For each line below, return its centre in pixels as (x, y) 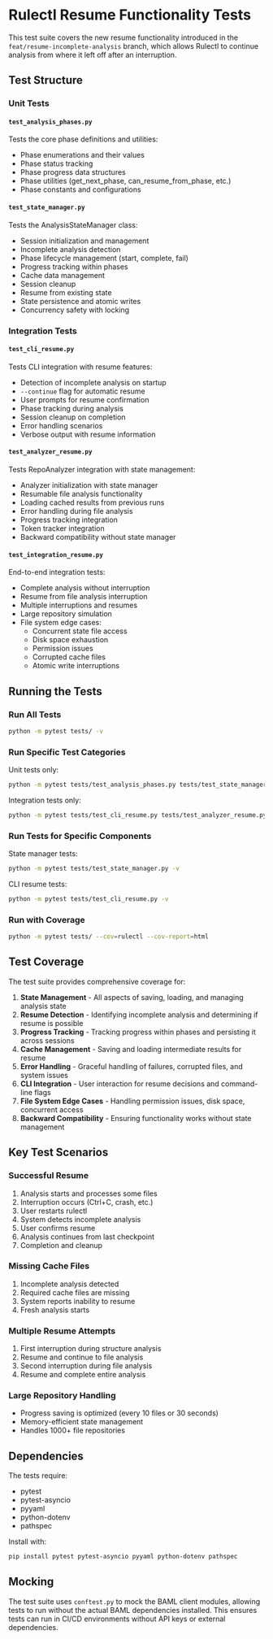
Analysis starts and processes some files (89, 1193)
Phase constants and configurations (80, 189)
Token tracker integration (62, 528)
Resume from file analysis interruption (84, 597)
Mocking (31, 1582)
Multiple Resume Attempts (62, 1331)
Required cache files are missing (75, 1292)
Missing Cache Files (49, 1266)
